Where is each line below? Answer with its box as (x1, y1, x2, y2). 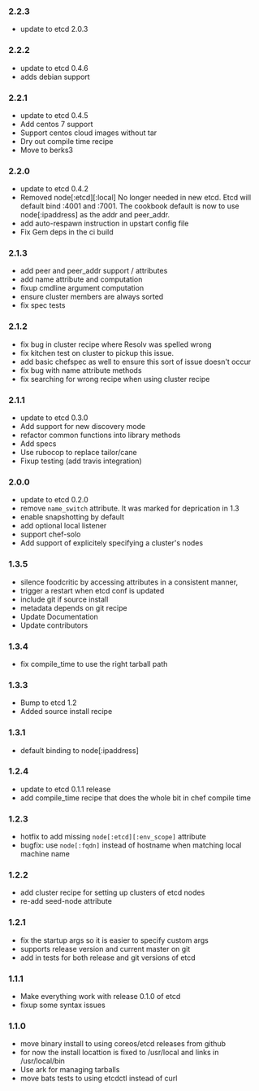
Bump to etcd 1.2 (19, 698, 77, 708)
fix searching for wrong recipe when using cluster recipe (19, 374, 210, 383)
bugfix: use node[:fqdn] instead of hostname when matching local (19, 840, 242, 850)
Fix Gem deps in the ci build (19, 227, 114, 237)
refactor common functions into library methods (19, 430, 181, 440)
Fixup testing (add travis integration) (19, 456, 142, 466)
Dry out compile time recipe (19, 136, 114, 146)
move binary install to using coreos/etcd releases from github (19, 1039, 226, 1049)
